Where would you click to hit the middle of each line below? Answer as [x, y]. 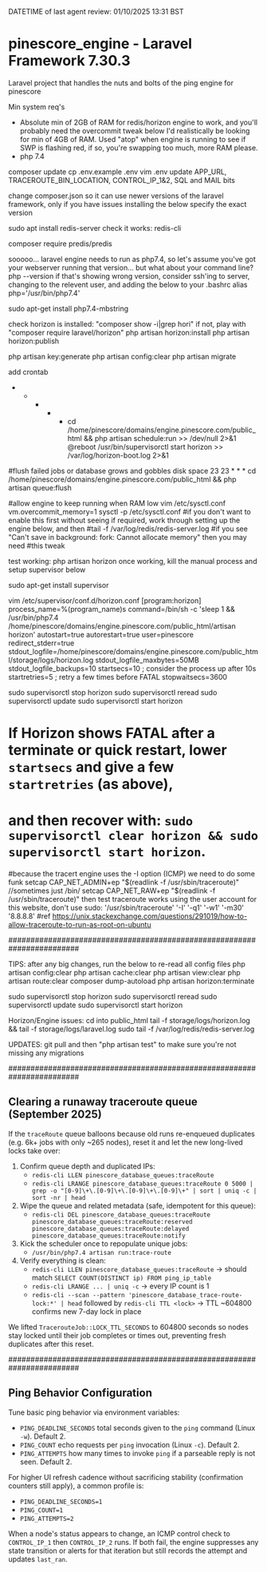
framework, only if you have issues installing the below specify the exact [128, 204]
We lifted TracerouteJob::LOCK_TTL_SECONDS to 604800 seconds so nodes [128, 1327]
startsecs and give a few [91, 767]
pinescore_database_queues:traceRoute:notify [108, 1236]
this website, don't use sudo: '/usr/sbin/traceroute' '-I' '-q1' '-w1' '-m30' [126, 908]
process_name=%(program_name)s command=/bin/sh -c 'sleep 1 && [122, 609]
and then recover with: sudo [101, 821]
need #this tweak [37, 546]
